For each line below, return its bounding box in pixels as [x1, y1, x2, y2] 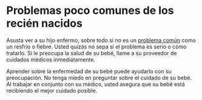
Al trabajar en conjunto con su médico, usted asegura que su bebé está [6, 80, 185, 88]
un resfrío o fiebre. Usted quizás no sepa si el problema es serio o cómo [6, 43, 187, 50]
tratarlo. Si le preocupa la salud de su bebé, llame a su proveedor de [6, 49, 177, 56]
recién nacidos [6, 16, 83, 30]
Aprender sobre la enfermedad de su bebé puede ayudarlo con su [6, 67, 172, 75]
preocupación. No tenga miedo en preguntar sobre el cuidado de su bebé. [6, 74, 192, 81]
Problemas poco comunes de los [6, 4, 174, 18]
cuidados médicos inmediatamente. [6, 56, 96, 63]
